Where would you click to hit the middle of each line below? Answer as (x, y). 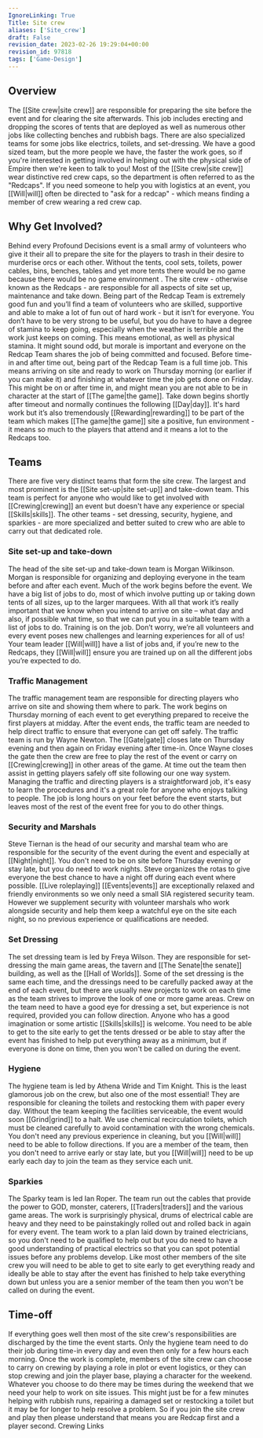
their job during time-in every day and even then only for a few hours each (128, 1350)
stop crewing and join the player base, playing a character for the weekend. (130, 1375)
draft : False (29, 37)
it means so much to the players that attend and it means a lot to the (118, 429)
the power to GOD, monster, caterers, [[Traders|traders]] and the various (126, 1207)
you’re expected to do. (45, 660)
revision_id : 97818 (40, 52)
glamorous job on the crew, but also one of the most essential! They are (124, 1094)
